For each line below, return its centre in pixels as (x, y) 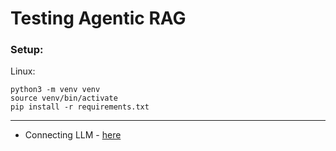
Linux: (23, 71)
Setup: (27, 50)
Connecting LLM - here (73, 135)
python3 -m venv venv (55, 90)
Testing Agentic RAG (98, 18)
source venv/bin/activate (64, 98)
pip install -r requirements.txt (80, 107)
